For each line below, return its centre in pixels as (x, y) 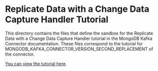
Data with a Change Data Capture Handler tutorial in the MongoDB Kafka (79, 38)
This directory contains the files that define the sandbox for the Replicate (79, 33)
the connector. (20, 54)
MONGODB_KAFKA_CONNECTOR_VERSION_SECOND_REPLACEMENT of (79, 49)
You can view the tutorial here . (36, 64)
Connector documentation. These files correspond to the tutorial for (74, 43)
